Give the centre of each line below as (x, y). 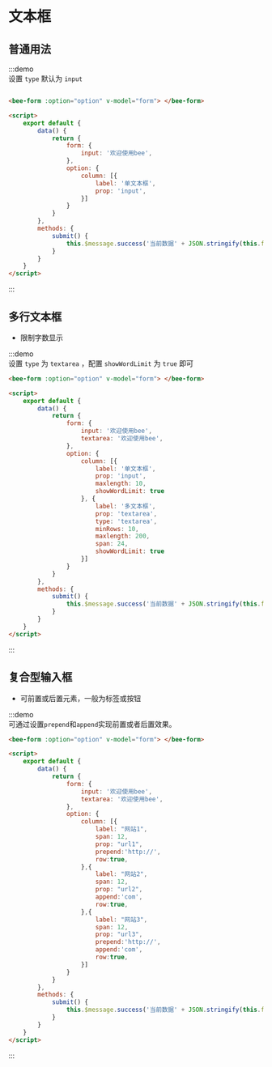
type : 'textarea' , (126, 521)
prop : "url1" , (119, 844)
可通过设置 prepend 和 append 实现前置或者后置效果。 (92, 724)
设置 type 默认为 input (46, 79)
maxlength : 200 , (123, 536)
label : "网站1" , (121, 829)
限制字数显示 (41, 338)
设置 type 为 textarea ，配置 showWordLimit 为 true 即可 (101, 363)
